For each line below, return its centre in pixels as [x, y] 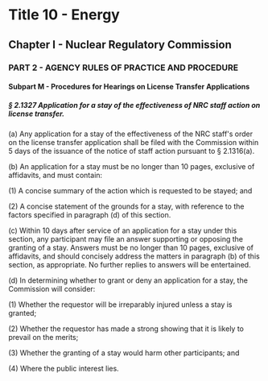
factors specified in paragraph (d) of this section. [90, 215]
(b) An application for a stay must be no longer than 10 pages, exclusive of [132, 167]
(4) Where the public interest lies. [64, 369]
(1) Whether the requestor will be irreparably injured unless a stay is [120, 304]
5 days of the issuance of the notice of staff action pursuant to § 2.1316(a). [132, 151]
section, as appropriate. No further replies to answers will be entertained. [130, 265]
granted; [23, 313]
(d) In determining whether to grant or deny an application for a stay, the [128, 280]
